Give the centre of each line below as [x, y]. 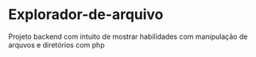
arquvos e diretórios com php [56, 44]
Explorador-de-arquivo [86, 15]
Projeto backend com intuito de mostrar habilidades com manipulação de [128, 36]
